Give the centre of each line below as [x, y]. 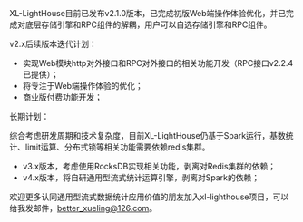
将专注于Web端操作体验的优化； [83, 86]
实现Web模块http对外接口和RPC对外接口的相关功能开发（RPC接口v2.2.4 [158, 63]
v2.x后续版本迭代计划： [54, 44]
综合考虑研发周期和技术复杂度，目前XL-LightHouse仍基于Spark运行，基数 [147, 135]
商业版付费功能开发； [62, 97]
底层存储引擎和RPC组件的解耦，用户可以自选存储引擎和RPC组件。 [148, 24]
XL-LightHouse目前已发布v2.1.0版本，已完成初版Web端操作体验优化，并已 [148, 13]
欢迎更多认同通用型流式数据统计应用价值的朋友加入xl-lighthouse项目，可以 [149, 197]
